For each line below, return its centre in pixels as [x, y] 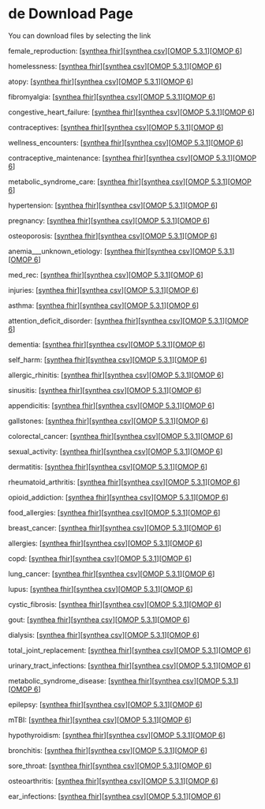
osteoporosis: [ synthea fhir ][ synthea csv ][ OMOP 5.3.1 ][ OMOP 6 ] [113, 236]
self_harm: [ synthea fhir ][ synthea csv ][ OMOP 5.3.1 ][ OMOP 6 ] [108, 359]
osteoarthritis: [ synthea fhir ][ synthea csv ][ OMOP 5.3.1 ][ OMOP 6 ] [113, 781]
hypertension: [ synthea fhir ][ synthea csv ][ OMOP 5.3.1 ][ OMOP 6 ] [113, 205]
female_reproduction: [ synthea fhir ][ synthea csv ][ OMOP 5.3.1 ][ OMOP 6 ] [125, 51]
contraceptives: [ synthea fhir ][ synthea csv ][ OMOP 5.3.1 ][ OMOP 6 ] [116, 127]
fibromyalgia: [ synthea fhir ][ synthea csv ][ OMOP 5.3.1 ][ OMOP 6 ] [112, 96]
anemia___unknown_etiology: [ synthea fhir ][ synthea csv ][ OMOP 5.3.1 [120, 251]
